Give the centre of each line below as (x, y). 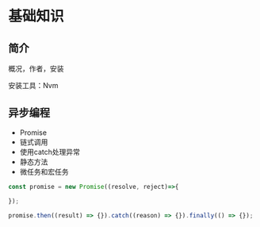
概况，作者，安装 (36, 69)
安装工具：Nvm (33, 85)
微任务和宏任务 (44, 171)
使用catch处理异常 (50, 152)
